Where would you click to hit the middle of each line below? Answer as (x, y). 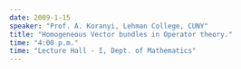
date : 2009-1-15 (40, 17)
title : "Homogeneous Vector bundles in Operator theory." (121, 34)
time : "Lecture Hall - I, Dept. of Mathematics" (103, 51)
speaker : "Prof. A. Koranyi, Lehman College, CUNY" (109, 26)
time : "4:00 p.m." (44, 43)
